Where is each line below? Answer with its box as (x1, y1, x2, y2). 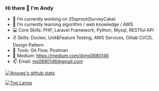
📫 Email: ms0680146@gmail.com (12, 58, 83, 65)
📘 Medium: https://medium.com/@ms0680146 (12, 53, 110, 59)
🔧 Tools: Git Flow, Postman (12, 48, 68, 54)
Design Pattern (12, 42, 44, 48)
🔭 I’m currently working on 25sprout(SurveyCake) (12, 16, 116, 22)
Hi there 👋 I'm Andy (5, 5, 54, 12)
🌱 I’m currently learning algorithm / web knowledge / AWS (12, 21, 133, 27)
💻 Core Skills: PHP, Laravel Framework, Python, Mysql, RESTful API (12, 27, 154, 33)
